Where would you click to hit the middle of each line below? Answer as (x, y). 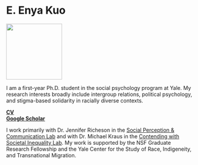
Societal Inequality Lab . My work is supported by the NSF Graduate (89, 142)
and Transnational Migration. (41, 155)
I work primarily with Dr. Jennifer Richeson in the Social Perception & (90, 130)
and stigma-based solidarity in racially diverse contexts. (75, 100)
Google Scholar (26, 118)
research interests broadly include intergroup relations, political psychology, (99, 94)
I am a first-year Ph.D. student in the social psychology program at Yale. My (99, 88)
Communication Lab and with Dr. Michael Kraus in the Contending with (93, 136)
